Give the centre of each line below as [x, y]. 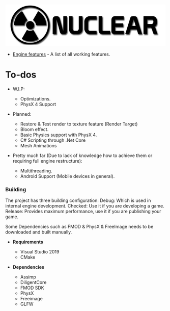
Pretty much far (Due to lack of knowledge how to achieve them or [82, 155]
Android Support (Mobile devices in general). [67, 176]
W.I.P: [19, 89]
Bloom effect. [34, 129]
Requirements [28, 242]
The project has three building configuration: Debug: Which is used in [78, 200]
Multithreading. [36, 171]
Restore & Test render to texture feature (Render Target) [79, 124]
